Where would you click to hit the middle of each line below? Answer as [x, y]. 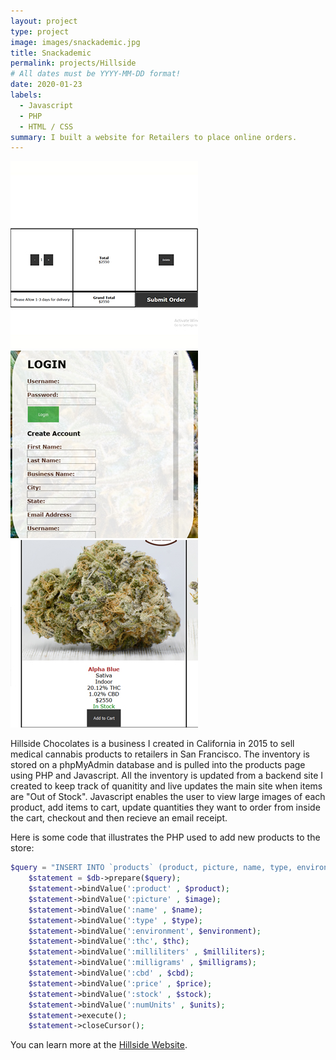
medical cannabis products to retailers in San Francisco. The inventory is [160, 754]
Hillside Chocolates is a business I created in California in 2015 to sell [152, 744]
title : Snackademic [51, 53]
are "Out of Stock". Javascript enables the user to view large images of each [168, 797]
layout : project [44, 21]
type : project [40, 31]
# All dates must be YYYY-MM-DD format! [96, 74]
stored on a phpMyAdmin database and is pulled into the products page [158, 765]
